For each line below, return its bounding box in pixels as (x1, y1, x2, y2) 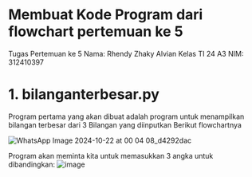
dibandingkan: (8, 159, 56, 169)
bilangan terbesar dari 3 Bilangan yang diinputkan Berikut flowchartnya (8, 120, 242, 129)
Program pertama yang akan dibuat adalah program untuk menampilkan (8, 112, 245, 121)
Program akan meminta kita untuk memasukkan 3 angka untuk (8, 151, 214, 160)
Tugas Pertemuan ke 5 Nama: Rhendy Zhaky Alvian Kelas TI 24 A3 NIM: (8, 49, 244, 58)
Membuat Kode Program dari (8, 6, 203, 24)
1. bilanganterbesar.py (8, 85, 159, 104)
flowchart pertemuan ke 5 (8, 22, 183, 41)
